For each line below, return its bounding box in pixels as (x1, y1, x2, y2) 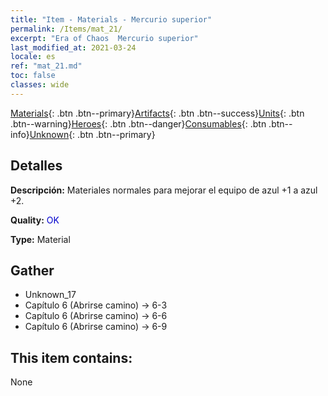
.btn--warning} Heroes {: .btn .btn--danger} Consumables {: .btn (10, 117, 267, 130)
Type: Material (10, 233, 71, 245)
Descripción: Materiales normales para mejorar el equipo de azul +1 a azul (10, 184, 318, 196)
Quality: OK (10, 214, 60, 226)
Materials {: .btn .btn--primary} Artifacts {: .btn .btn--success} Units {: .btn (10, 107, 305, 119)
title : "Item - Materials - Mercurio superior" (10, 14, 213, 25)
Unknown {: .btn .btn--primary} (29, 128, 156, 140)
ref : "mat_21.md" (10, 61, 83, 71)
